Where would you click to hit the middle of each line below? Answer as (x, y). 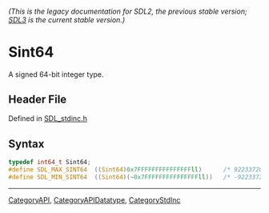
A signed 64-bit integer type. (56, 74)
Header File (38, 99)
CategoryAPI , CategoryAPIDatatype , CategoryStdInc (94, 199)
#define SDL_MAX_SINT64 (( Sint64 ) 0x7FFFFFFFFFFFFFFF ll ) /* (119, 170)
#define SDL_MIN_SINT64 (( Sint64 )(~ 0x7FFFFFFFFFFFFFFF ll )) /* (119, 177)
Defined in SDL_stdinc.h (48, 119)
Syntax (26, 144)
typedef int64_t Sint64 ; (50, 163)
